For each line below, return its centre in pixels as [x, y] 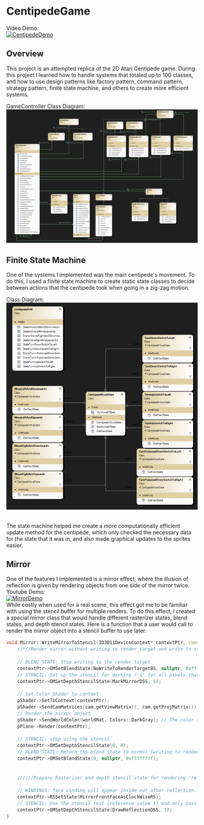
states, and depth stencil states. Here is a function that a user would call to [100, 624]
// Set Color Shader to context [58, 694]
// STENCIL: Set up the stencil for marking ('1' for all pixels [102, 675]
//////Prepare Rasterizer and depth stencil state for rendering [102, 778]
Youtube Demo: [26, 592]
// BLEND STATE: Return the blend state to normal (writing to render [108, 752]
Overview [25, 54]
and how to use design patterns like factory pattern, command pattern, [95, 81]
